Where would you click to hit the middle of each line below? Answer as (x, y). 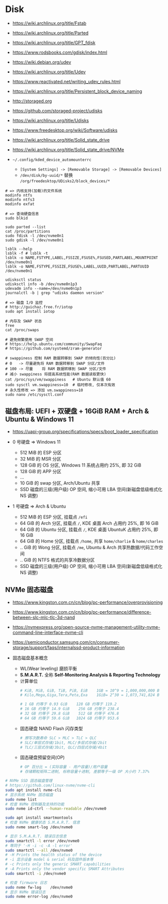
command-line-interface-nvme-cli (48, 632)
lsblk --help (19, 249)
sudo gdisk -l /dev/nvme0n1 (35, 240)
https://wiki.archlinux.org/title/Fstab (49, 23)
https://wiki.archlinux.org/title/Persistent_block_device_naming (77, 91)
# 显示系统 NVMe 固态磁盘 (29, 795)
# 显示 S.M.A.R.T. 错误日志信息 (36, 836)
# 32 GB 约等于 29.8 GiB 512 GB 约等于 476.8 (69, 714)
